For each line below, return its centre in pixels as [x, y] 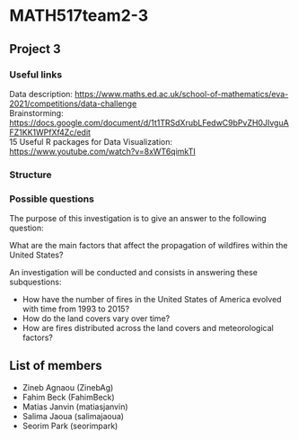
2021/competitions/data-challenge [73, 103]
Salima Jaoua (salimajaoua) [73, 416]
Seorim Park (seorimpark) [70, 426]
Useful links [36, 75]
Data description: [41, 94]
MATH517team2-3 [79, 16]
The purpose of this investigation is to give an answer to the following [138, 219]
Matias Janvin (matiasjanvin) [75, 407]
